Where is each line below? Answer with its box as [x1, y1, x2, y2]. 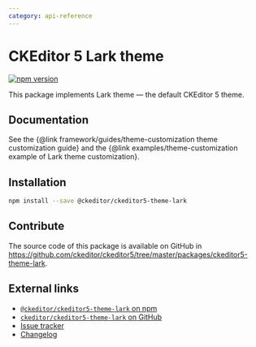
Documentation [8, 113, 89, 127]
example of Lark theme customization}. [8, 152, 140, 162]
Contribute [8, 219, 65, 233]
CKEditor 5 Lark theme [8, 46, 164, 65]
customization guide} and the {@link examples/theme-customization [8, 143, 238, 153]
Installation [8, 176, 67, 189]
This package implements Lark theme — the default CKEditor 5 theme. [8, 89, 245, 99]
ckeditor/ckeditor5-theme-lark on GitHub [20, 312, 163, 322]
